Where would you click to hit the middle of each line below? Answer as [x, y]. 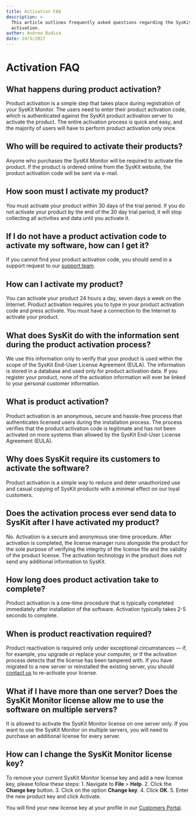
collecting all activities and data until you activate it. [68, 218]
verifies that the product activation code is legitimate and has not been [91, 428]
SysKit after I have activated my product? [83, 522]
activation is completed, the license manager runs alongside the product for [97, 543]
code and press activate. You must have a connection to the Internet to [91, 311]
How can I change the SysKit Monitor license [89, 755]
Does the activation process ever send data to [91, 514]
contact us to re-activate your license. [52, 673]
